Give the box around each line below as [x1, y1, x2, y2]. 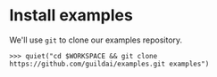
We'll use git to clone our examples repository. [9, 35, 183, 45]
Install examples [9, 5, 134, 26]
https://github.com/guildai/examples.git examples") [9, 59, 210, 68]
